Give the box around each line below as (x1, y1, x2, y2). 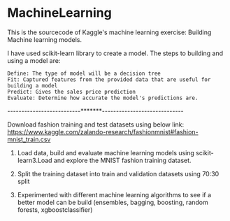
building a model (7, 82, 58, 89)
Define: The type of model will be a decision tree (7, 70, 161, 77)
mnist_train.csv (7, 135, 51, 143)
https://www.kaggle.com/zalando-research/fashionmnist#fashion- (7, 127, 199, 136)
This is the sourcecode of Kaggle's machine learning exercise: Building (7, 28, 212, 36)
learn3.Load (17, 156, 52, 164)
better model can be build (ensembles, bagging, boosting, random (17, 198, 208, 206)
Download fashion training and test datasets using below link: (7, 120, 185, 129)
